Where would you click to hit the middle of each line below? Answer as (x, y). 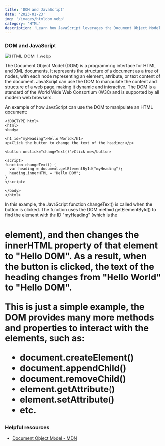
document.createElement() (77, 358)
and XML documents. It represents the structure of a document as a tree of (82, 71)
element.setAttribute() (67, 400)
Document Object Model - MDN (45, 438)
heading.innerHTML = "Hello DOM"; (45, 173)
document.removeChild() (73, 378)
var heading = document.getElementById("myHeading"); (66, 169)
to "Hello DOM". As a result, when (76, 256)
